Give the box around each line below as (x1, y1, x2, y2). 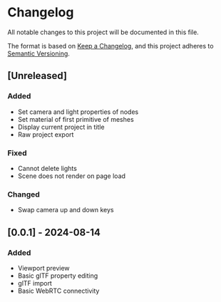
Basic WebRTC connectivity (17, 286, 100, 295)
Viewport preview (17, 264, 70, 272)
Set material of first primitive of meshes (17, 115, 134, 123)
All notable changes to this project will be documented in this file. (7, 28, 200, 36)
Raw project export (17, 130, 74, 139)
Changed (7, 189, 41, 199)
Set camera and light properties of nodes (17, 108, 139, 116)
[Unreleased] (7, 70, 68, 82)
